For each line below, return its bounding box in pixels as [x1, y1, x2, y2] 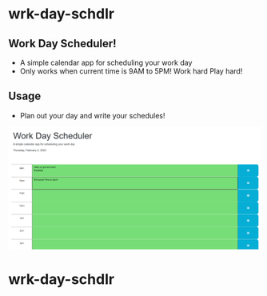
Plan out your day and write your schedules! [19, 110, 165, 120]
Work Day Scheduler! [8, 37, 118, 50]
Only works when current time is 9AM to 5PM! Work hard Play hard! [19, 66, 243, 76]
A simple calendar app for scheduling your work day [19, 58, 193, 67]
